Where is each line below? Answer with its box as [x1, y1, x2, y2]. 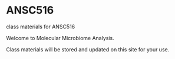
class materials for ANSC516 [6, 23, 75, 30]
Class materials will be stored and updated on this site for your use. [6, 45, 170, 53]
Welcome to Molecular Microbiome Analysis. [6, 34, 115, 41]
